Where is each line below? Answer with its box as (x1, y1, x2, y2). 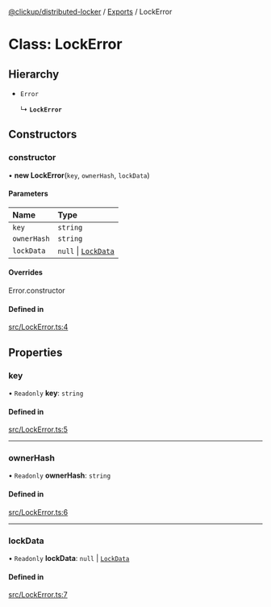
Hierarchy (8, 67, 60, 81)
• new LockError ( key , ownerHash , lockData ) (8, 170, 151, 180)
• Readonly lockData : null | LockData (8, 553, 130, 563)
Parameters (8, 189, 48, 199)
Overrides (8, 268, 43, 277)
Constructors (8, 128, 77, 141)
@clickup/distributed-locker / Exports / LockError (8, 7, 173, 16)
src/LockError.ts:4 (8, 322, 69, 332)
